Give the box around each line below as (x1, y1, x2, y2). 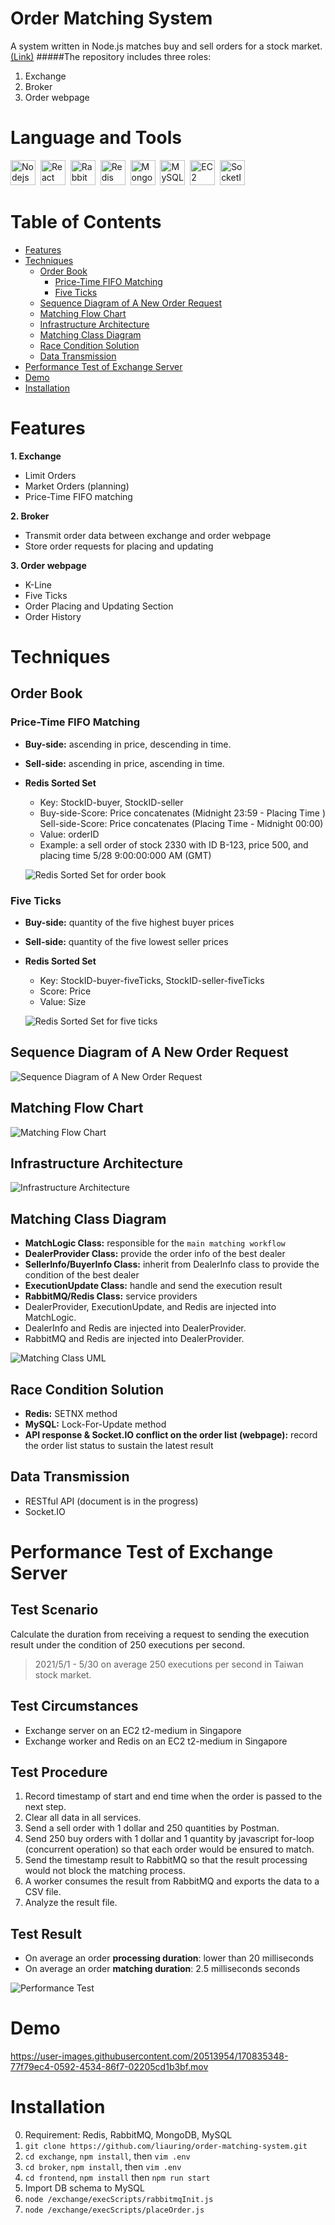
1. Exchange (10, 450, 62, 462)
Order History (24, 610, 82, 622)
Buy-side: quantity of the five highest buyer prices (24, 916, 235, 928)
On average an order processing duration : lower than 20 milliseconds (24, 1952, 314, 1964)
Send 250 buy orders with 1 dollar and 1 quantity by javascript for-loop (24, 1833, 315, 1845)
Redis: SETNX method (24, 1407, 118, 1419)
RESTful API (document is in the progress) (24, 1495, 199, 1507)
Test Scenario (10, 1602, 99, 1619)
